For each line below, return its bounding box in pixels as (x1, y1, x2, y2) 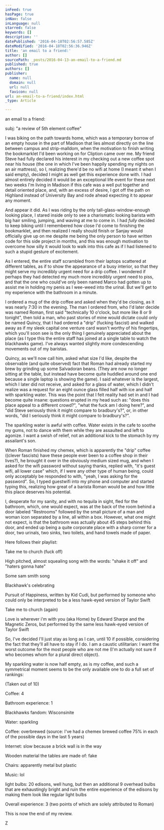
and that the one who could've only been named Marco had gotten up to (5, 279, 151, 285)
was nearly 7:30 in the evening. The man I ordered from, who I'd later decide (5, 304, 160, 310)
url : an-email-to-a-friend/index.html (5, 94, 84, 99)
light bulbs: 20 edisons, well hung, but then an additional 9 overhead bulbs (5, 781, 156, 787)
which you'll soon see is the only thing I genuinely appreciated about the (5, 330, 151, 336)
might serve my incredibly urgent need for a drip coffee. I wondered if (5, 269, 146, 275)
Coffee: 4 (5, 691, 24, 697)
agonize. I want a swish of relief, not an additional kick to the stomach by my (5, 432, 159, 439)
